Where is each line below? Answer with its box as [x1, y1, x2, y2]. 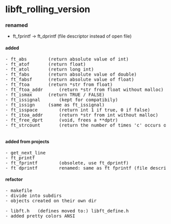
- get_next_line [5, 150, 46, 155]
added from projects [5, 139, 49, 145]
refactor [5, 176, 23, 182]
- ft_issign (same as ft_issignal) [5, 102, 105, 108]
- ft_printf [5, 155, 35, 161]
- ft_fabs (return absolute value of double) [5, 71, 137, 77]
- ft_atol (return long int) [5, 66, 94, 72]
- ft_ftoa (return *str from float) [5, 81, 113, 87]
